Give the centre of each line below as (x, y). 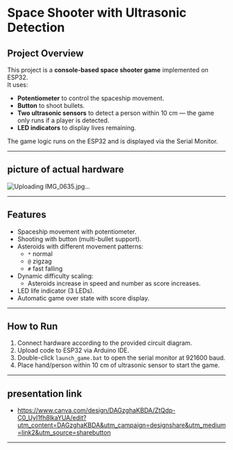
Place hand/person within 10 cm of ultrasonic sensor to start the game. (118, 365)
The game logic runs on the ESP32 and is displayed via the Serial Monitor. (113, 141)
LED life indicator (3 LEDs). (56, 291)
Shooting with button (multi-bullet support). (79, 239)
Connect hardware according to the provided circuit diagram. (105, 343)
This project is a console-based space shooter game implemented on (108, 70)
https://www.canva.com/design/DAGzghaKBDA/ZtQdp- (96, 410)
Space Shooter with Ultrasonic (97, 13)
